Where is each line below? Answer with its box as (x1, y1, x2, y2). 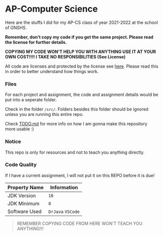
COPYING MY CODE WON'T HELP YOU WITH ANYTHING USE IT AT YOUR (5, 49, 156, 54)
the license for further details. (5, 39, 67, 45)
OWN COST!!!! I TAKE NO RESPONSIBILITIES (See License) (5, 54, 126, 59)
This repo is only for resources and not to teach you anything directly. (5, 149, 145, 155)
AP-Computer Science (5, 3, 98, 15)
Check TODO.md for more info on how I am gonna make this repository (5, 121, 147, 127)
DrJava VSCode (48, 209, 80, 215)
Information (50, 184, 78, 191)
